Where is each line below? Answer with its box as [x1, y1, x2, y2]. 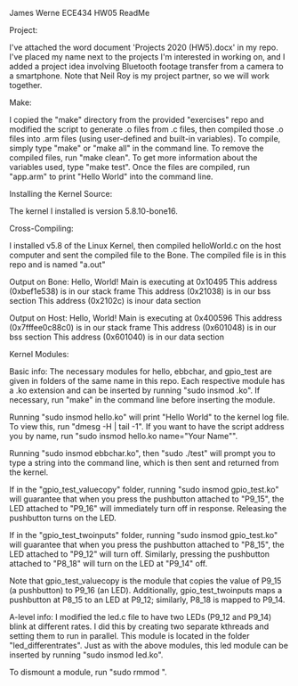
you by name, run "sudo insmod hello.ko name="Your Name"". [9, 431, 238, 441]
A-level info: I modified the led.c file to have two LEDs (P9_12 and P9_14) [9, 612, 272, 622]
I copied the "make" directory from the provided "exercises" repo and [9, 115, 264, 125]
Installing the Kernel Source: [9, 189, 113, 199]
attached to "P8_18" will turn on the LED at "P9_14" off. [9, 559, 207, 568]
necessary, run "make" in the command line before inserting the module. [9, 395, 276, 404]
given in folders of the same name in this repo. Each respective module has [9, 376, 286, 386]
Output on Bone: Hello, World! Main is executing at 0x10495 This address [9, 276, 278, 287]
